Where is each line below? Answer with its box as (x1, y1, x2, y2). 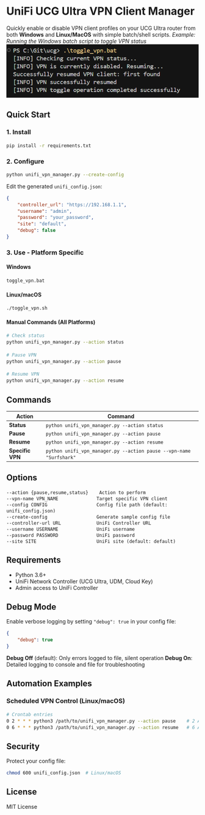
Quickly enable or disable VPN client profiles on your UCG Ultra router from (6, 24, 196, 32)
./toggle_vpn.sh (6, 305, 48, 312)
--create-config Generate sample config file (6, 514, 171, 520)
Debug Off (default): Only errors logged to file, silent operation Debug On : (6, 655, 193, 662)
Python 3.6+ (15, 571, 47, 578)
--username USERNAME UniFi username (6, 526, 135, 532)
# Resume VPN (6, 371, 40, 378)
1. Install (6, 128, 32, 137)
